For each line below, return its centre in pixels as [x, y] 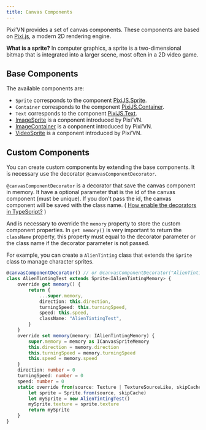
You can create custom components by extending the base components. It [101, 167]
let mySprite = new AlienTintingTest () [79, 399]
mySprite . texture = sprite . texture [74, 404]
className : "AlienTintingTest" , [80, 319]
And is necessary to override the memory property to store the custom [93, 224]
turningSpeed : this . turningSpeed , [83, 307]
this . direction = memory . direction [74, 347]
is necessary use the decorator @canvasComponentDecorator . [82, 174]
